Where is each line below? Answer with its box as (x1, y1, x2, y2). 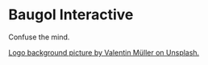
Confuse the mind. (8, 32, 70, 42)
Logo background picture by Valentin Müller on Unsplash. (8, 47, 200, 57)
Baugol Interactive (8, 6, 134, 24)
